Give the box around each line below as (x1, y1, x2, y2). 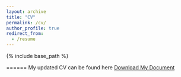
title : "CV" (6, 14, 36, 20)
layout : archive (6, 8, 46, 15)
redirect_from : (6, 31, 44, 37)
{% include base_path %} (6, 53, 69, 59)
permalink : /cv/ (6, 20, 46, 25)
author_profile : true (6, 25, 60, 31)
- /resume (11, 36, 36, 42)
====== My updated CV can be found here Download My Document (6, 64, 175, 71)
